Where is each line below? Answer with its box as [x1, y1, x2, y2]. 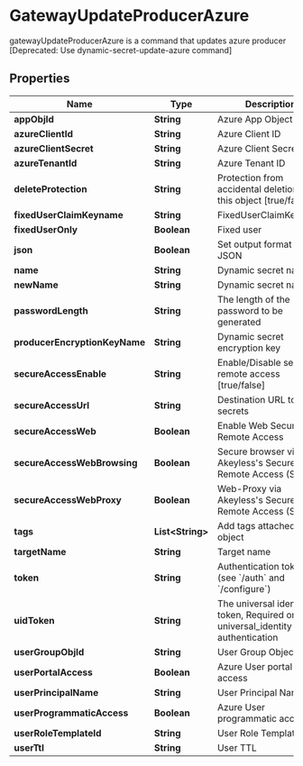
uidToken [14, 614, 56, 626]
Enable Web [216, 419, 269, 432]
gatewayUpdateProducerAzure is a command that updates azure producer [9, 35, 287, 46]
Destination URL [216, 393, 286, 406]
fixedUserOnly [14, 223, 78, 235]
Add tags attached [216, 519, 296, 532]
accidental [216, 182, 262, 195]
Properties [9, 71, 70, 87]
